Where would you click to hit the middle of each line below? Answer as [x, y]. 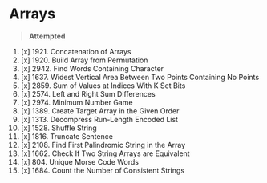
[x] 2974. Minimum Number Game [77, 102]
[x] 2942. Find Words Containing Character [92, 68]
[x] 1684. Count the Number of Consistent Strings [103, 170]
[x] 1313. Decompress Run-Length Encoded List [99, 119]
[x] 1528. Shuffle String [59, 128]
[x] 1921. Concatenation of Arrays [76, 51]
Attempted [47, 36]
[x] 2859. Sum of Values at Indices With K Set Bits [103, 86]
